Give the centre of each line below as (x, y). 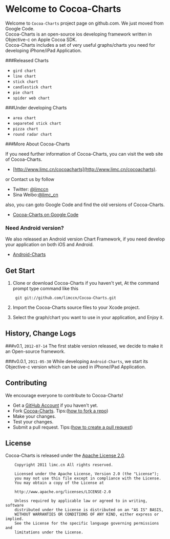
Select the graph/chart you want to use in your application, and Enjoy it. (88, 318)
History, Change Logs (40, 334)
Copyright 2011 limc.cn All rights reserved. (64, 465)
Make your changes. (34, 416)
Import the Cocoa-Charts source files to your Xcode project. (76, 308)
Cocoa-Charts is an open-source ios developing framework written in (79, 34)
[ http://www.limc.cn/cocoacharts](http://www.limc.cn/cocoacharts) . (85, 169)
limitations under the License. (49, 532)
